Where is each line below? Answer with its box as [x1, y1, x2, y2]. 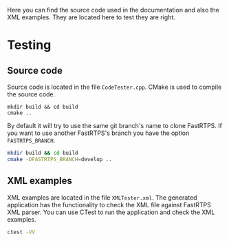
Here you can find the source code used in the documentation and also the [7, 6, 220, 14]
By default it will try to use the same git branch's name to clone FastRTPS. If [7, 122, 222, 129]
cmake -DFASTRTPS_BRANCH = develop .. [7, 156, 112, 163]
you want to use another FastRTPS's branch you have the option [7, 129, 190, 137]
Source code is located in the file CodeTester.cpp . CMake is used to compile [7, 83, 222, 91]
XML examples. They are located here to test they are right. [7, 13, 175, 21]
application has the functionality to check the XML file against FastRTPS [7, 200, 211, 209]
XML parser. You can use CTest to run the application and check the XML [7, 208, 215, 216]
